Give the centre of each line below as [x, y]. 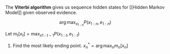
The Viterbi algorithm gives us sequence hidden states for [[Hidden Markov [85, 7]
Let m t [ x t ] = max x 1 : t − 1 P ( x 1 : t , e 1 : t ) [42, 34]
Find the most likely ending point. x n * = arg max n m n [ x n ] [70, 45]
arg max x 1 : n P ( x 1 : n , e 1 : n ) [85, 23]
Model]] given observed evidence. [41, 12]
